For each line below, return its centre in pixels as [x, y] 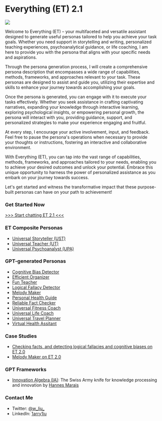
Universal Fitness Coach [36, 308]
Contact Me [19, 398]
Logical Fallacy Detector [36, 287]
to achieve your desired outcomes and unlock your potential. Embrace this [79, 167]
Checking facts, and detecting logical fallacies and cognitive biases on [82, 347]
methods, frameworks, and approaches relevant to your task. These [73, 77]
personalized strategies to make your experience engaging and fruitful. [76, 122]
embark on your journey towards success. [47, 177]
